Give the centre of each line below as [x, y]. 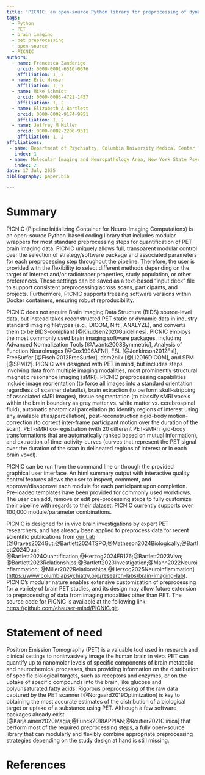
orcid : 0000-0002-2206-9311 [53, 131]
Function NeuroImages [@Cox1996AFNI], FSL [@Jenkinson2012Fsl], [92, 351]
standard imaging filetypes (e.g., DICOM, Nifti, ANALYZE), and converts [96, 325]
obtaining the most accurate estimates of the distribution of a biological [96, 701]
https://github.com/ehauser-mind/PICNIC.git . [63, 608]
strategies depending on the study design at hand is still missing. [88, 740]
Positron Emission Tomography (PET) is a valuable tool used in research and [102, 649]
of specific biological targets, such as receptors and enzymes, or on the [97, 676]
